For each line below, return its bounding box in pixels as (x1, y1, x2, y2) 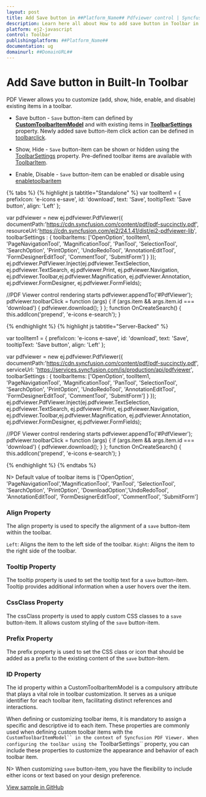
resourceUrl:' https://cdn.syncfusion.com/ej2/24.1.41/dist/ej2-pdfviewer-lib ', (6, 227, 197, 234)
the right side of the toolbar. (6, 547, 77, 554)
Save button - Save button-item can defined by (15, 114, 133, 122)
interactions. (6, 704, 38, 711)
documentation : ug (6, 44, 53, 50)
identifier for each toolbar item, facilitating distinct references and (6, 697, 172, 704)
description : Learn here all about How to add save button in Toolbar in (6, 20, 199, 26)
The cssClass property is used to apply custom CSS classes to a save (6, 612, 182, 620)
